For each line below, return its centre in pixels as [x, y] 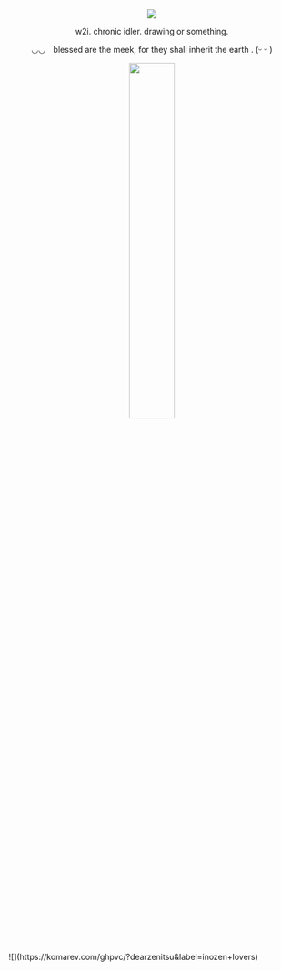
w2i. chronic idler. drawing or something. [152, 31]
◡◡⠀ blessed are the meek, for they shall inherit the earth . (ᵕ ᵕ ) [152, 50]
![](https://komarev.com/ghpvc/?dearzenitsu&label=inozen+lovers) [133, 957]
